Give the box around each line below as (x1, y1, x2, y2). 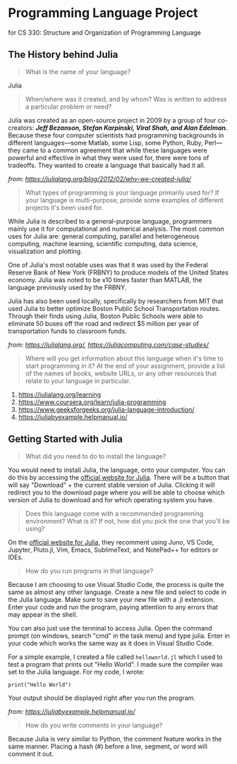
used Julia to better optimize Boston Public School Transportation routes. (8, 304, 221, 313)
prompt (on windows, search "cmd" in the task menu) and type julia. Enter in (8, 631, 230, 640)
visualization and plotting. (8, 247, 83, 255)
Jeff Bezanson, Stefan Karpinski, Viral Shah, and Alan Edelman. (35, 123, 228, 132)
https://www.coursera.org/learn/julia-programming (18, 397, 166, 406)
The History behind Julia (8, 49, 119, 61)
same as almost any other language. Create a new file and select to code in (8, 588, 227, 596)
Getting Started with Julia (8, 433, 123, 445)
